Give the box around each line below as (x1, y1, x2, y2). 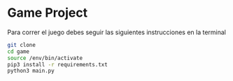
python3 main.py (7, 68, 55, 75)
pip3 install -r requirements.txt (7, 61, 108, 68)
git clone (7, 41, 36, 48)
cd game (7, 47, 30, 55)
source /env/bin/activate (7, 54, 83, 61)
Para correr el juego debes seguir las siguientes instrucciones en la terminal (7, 28, 226, 36)
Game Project (7, 5, 88, 21)
